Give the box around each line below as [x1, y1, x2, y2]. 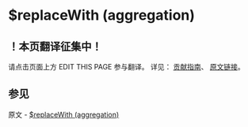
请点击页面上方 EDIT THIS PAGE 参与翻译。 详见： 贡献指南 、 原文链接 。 [8, 62, 246, 71]
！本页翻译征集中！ [8, 39, 102, 53]
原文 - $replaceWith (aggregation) [8, 110, 120, 119]
